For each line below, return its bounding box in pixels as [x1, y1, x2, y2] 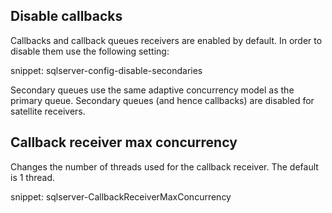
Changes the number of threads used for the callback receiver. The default [10, 160, 319, 173]
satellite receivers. [10, 105, 86, 117]
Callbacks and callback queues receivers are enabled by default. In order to [10, 34, 323, 46]
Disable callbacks [10, 8, 123, 25]
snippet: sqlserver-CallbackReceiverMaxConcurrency [10, 190, 232, 203]
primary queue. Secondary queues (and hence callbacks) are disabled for [10, 94, 315, 106]
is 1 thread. [10, 171, 56, 183]
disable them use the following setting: [10, 45, 170, 57]
